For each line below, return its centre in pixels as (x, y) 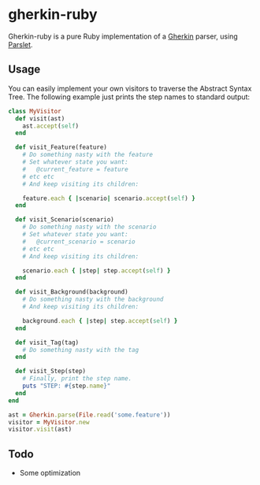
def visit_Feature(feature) (61, 147)
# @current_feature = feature (75, 169)
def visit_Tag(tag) (47, 342)
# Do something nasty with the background (93, 300)
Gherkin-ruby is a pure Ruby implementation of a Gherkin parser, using (123, 36)
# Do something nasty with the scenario (89, 227)
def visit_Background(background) (72, 292)
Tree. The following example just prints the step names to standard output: (129, 97)
